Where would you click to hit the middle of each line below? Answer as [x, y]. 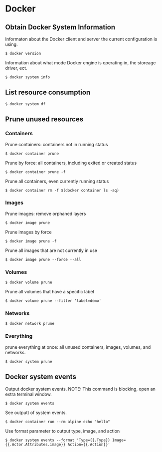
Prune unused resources [44, 119]
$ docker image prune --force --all [43, 259]
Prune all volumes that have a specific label [50, 292]
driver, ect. [16, 68]
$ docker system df [25, 104]
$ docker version [23, 53]
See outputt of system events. [36, 413]
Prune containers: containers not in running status [57, 144]
